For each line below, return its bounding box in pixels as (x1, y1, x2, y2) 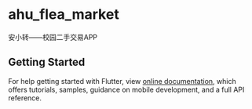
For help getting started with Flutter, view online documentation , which (8, 76, 237, 85)
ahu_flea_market (8, 5, 119, 24)
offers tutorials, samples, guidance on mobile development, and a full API (8, 85, 245, 94)
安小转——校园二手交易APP (8, 32, 98, 42)
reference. (8, 93, 42, 103)
